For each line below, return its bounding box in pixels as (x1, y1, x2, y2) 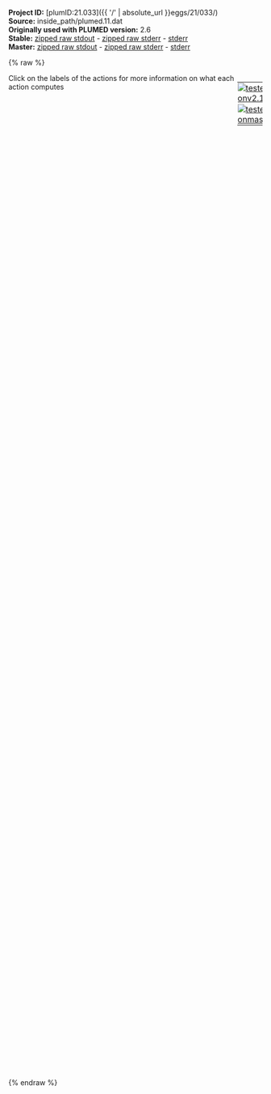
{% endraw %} (8, 1078, 58, 1088)
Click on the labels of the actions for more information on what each (8, 74, 235, 83)
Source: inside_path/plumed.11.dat (8, 16, 123, 26)
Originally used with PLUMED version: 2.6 (8, 25, 152, 34)
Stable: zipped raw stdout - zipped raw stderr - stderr (8, 33, 188, 43)
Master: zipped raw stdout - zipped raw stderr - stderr (8, 42, 191, 52)
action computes (8, 82, 65, 91)
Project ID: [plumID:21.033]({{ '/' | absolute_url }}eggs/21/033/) (8, 8, 219, 17)
